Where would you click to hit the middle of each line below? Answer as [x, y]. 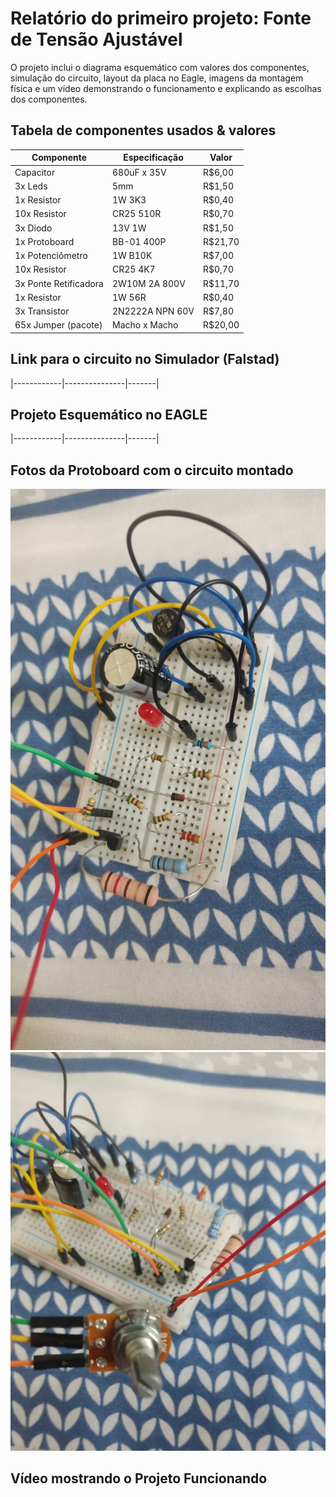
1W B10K [132, 255]
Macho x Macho [145, 325]
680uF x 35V [139, 172]
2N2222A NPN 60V [153, 311]
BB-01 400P [139, 241]
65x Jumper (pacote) [58, 325]
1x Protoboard [44, 241]
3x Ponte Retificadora [59, 283]
